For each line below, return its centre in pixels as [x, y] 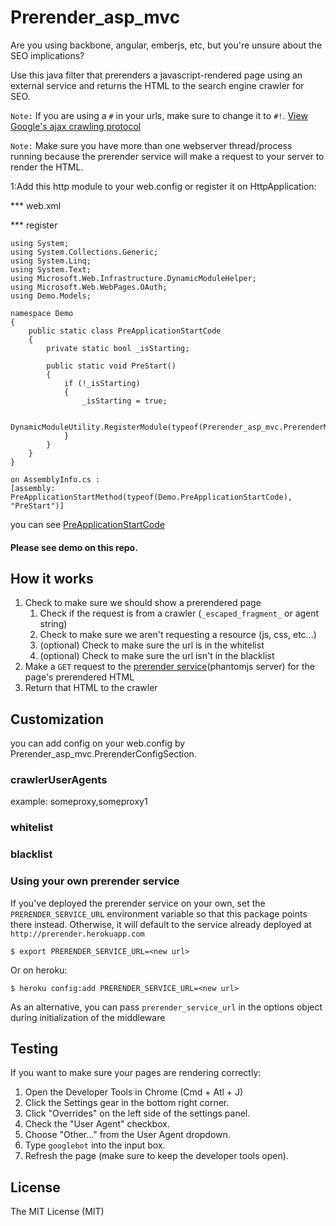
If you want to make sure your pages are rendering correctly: [136, 1073]
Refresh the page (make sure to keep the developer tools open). [156, 1156]
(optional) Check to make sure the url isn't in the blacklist [157, 656]
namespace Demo [42, 313]
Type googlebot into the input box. [95, 1145]
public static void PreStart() [111, 366]
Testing [34, 1048]
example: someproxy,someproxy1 [79, 802]
